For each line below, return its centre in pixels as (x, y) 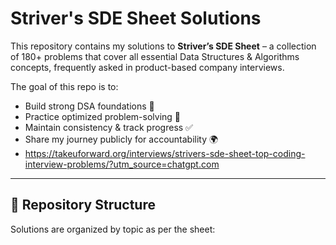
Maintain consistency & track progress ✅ (108, 127)
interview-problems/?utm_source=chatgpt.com (122, 164)
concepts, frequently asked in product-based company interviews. (147, 67)
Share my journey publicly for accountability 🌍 (121, 139)
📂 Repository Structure (83, 205)
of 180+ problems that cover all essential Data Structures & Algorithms (155, 56)
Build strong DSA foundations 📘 (89, 106)
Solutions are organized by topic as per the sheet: (113, 229)
